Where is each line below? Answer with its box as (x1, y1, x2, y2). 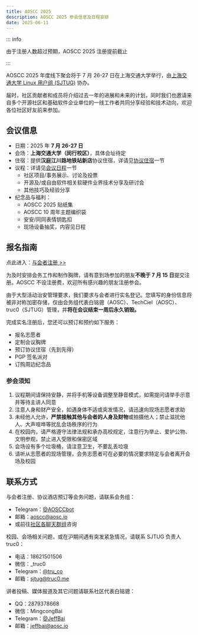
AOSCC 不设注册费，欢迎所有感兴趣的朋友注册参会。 (16, 279, 145, 286)
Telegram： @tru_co (14, 568, 63, 575)
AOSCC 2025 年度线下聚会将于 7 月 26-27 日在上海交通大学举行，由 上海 (6, 72, 182, 79)
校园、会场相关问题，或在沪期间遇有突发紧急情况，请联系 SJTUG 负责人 (6, 533, 181, 540)
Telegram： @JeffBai (14, 615, 65, 622)
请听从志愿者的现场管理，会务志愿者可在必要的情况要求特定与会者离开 (14, 450, 186, 458)
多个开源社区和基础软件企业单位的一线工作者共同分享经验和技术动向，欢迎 (11, 99, 192, 106)
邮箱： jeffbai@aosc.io (14, 623, 69, 630)
